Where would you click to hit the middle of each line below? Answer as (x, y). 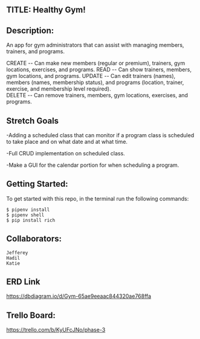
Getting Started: (37, 184)
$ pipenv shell (25, 215)
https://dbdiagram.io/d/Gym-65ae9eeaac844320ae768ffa (79, 296)
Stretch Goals (33, 121)
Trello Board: (31, 315)
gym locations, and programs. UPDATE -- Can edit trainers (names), (91, 76)
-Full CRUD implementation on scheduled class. (66, 153)
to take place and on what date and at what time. (67, 142)
